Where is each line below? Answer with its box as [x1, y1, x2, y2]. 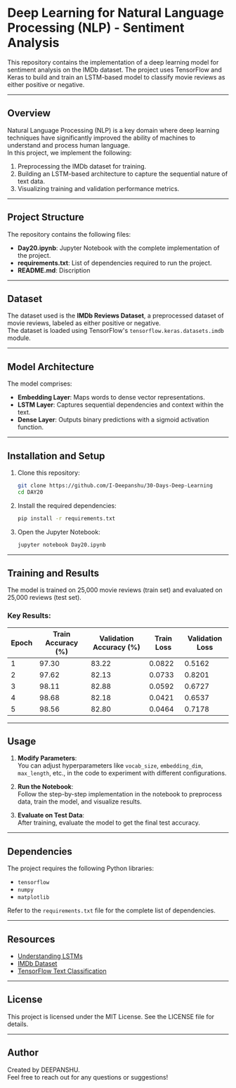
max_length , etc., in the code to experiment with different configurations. [17, 769, 227, 778]
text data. [17, 177, 46, 185]
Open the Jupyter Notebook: [17, 527, 100, 536]
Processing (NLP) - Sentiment [7, 20, 185, 36]
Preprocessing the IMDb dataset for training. [17, 162, 147, 170]
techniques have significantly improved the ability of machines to [7, 133, 196, 142]
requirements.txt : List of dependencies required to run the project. [17, 258, 212, 267]
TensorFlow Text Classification [17, 967, 107, 976]
